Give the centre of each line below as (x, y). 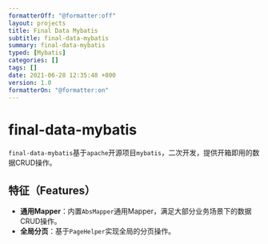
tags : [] (23, 68)
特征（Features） (52, 190)
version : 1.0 (30, 82)
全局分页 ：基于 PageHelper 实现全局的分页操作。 (98, 231)
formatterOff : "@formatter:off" (62, 16)
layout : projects (37, 23)
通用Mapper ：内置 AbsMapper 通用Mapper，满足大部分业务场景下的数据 (136, 211)
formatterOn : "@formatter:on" (59, 90)
